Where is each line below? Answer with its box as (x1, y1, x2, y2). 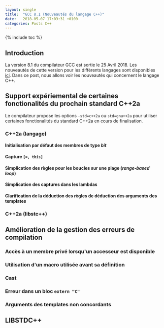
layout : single (5, 7, 36, 12)
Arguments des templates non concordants (5, 301, 112, 308)
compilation (5, 233, 43, 242)
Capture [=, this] (5, 153, 43, 159)
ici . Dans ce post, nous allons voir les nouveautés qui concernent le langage (5, 73, 160, 78)
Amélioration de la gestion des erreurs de (5, 225, 135, 234)
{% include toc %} (5, 35, 43, 40)
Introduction (5, 49, 44, 57)
